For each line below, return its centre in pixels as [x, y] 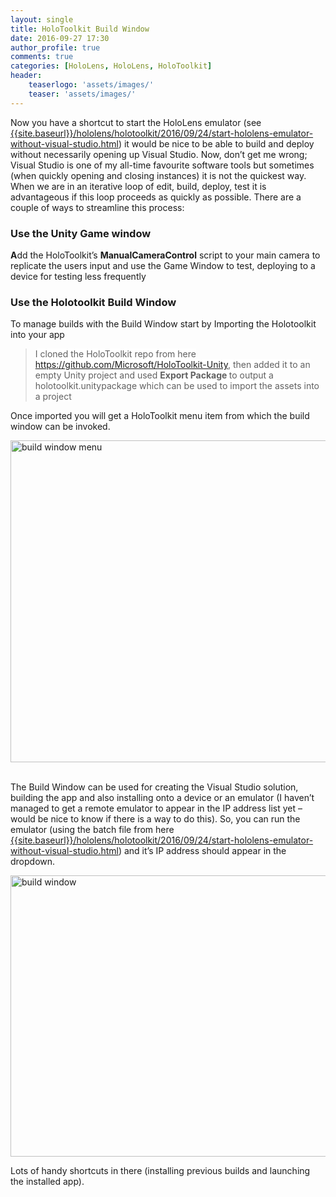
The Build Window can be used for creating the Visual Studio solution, [154, 787]
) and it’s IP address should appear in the [202, 851]
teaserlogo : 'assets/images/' [91, 85]
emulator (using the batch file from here [92, 830]
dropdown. [33, 862]
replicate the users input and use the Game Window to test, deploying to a [163, 265]
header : [26, 76]
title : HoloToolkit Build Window [80, 29]
